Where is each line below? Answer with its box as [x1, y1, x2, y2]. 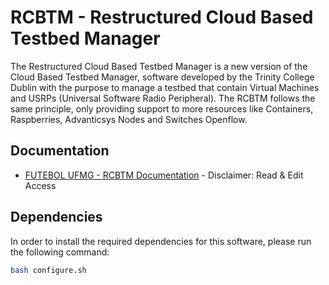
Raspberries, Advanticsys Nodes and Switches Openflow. [10, 113, 248, 125]
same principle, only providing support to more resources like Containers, [10, 102, 314, 115]
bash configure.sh [10, 265, 87, 275]
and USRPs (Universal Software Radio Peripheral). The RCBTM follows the [10, 92, 316, 104]
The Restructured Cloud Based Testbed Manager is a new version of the [10, 60, 308, 72]
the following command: [10, 246, 110, 258]
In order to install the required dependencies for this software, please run [10, 235, 312, 247]
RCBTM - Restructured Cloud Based [10, 6, 314, 29]
